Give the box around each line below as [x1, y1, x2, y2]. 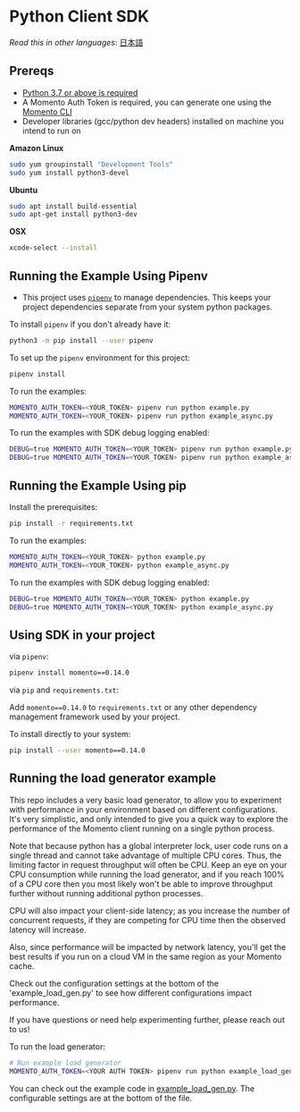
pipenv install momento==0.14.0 [9, 668, 129, 677]
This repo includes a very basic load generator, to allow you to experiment [9, 794, 282, 805]
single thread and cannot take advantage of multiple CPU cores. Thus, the [9, 850, 282, 861]
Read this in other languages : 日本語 [9, 37, 144, 47]
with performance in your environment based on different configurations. [9, 803, 279, 815]
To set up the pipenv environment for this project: [9, 352, 190, 363]
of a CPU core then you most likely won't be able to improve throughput [9, 879, 273, 889]
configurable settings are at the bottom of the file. [9, 1092, 193, 1103]
